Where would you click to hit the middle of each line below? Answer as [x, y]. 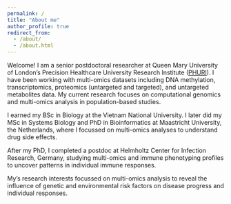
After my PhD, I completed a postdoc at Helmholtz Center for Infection [107, 150]
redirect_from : [29, 33]
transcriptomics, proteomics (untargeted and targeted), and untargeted [108, 87]
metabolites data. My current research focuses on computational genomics [114, 94]
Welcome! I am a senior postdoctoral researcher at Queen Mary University [113, 65]
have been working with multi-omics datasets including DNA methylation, [111, 80]
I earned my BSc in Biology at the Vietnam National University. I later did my [114, 115]
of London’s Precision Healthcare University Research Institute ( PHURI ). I [111, 72]
